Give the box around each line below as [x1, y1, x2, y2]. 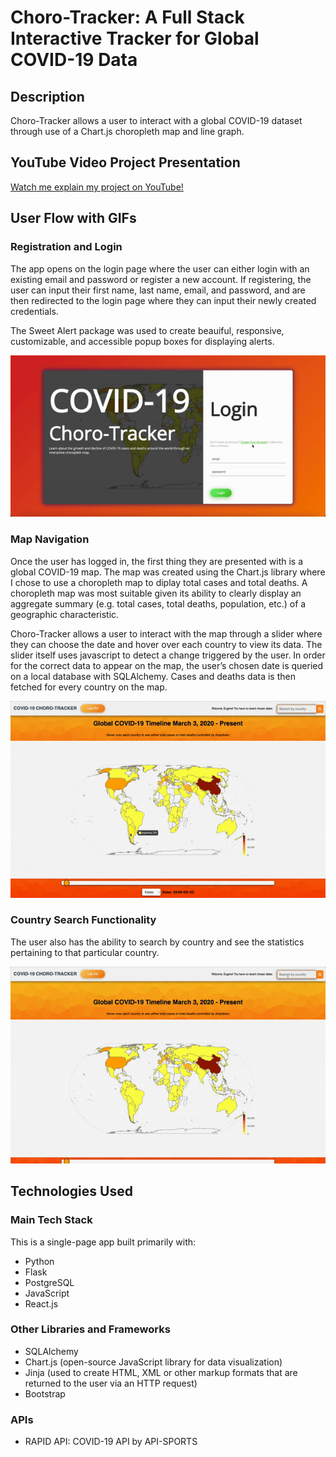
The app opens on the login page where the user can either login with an [10, 262, 310, 275]
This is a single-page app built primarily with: [10, 1236, 197, 1248]
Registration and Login [10, 240, 123, 254]
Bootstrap [24, 1387, 66, 1400]
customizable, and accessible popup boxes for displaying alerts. [10, 335, 275, 347]
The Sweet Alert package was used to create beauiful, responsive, [10, 324, 285, 336]
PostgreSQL [24, 1276, 75, 1288]
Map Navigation [10, 532, 90, 546]
